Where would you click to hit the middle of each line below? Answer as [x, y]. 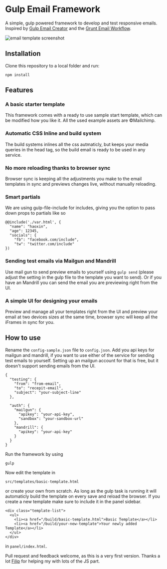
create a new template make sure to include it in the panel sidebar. [73, 501]
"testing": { [23, 379]
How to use [23, 338]
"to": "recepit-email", [39, 388]
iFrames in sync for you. [30, 322]
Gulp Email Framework [53, 9]
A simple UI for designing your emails [51, 300]
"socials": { [23, 236]
